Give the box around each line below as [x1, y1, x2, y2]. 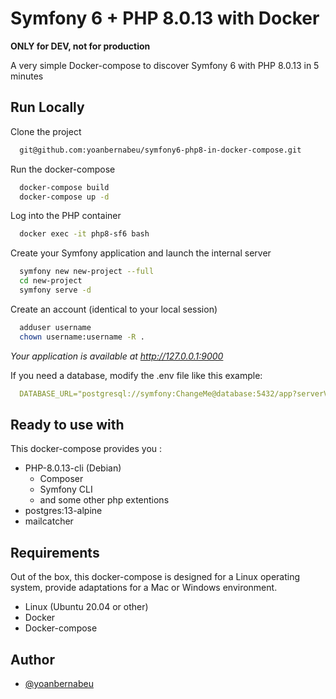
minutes [10, 70, 44, 82]
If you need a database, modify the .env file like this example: [10, 369, 263, 381]
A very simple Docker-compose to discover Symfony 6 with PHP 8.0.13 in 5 [10, 59, 320, 71]
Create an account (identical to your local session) [10, 303, 218, 315]
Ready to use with [10, 416, 125, 433]
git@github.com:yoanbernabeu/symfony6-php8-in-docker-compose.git [19, 145, 302, 155]
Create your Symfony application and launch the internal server [10, 247, 272, 259]
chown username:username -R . [19, 332, 145, 342]
